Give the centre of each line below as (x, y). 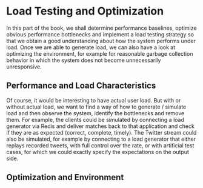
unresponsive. (24, 66)
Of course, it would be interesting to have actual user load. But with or (94, 100)
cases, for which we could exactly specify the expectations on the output (98, 152)
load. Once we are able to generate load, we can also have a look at (91, 47)
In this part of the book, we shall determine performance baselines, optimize (101, 28)
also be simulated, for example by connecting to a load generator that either (101, 139)
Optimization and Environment (65, 177)
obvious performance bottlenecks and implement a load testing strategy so (100, 34)
